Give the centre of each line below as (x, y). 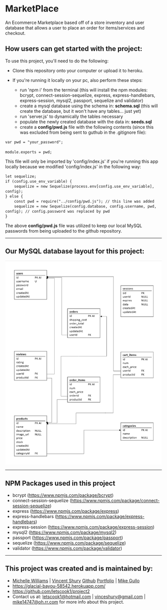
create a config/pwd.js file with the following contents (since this (87, 127)
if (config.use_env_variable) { (39, 181)
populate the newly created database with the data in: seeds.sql (86, 122)
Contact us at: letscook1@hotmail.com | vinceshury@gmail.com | (79, 597)
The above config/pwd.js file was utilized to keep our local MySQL (74, 226)
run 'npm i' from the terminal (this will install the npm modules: (84, 90)
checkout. (15, 33)
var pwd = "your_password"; (34, 142)
